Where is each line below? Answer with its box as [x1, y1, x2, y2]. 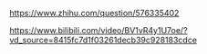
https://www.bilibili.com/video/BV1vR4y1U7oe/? [9, 25, 189, 35]
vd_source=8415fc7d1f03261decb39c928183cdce [9, 35, 198, 45]
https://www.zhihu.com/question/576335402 [9, 8, 180, 18]
